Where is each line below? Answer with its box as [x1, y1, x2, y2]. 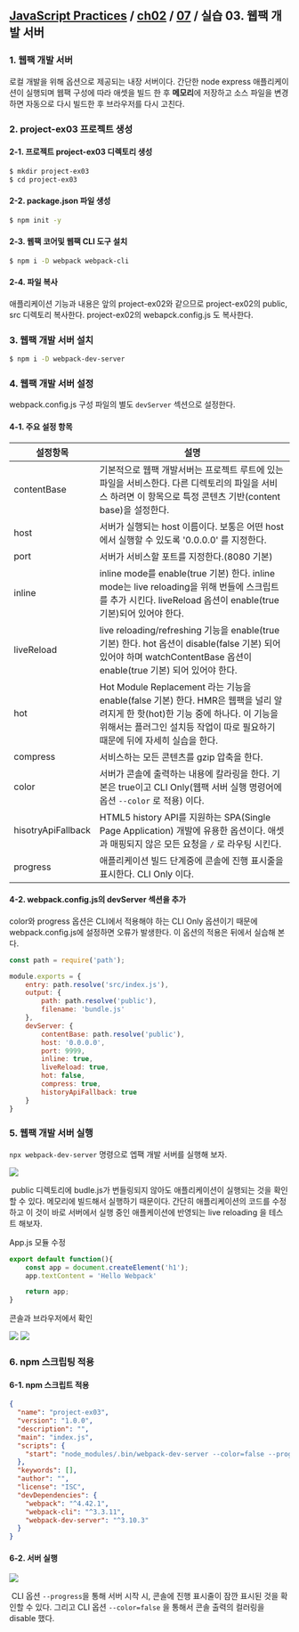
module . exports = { [9, 972, 82, 981]
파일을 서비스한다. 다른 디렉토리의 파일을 [99, 477, 260, 489]
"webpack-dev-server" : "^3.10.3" [25, 1515, 149, 1525]
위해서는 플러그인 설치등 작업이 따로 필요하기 [99, 721, 276, 733]
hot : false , [41, 1072, 86, 1081]
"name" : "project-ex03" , [17, 1408, 109, 1417]
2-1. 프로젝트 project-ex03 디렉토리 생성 [9, 146, 153, 158]
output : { [25, 988, 62, 998]
